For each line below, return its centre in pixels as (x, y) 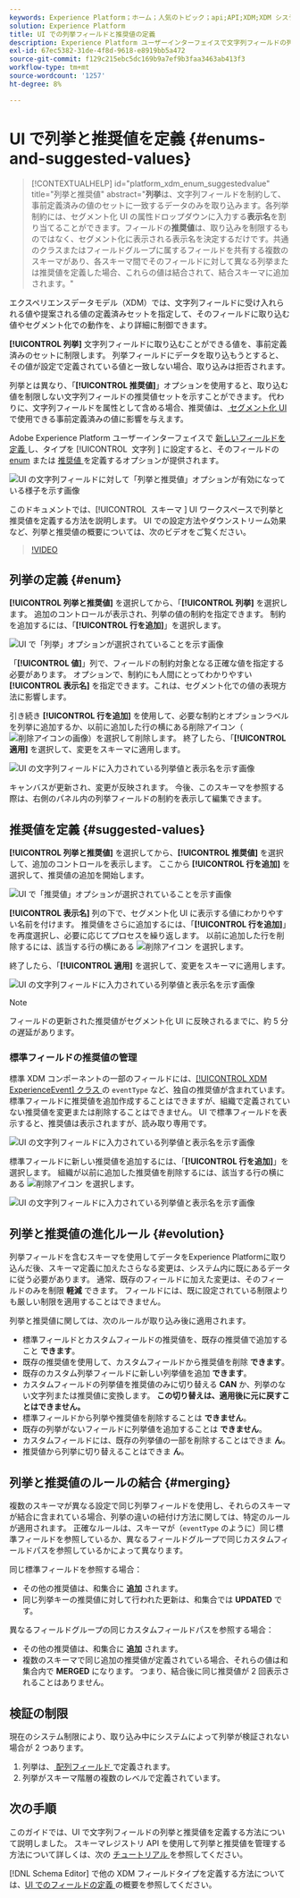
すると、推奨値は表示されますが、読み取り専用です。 (114, 1123)
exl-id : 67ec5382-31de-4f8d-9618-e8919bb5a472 (97, 51)
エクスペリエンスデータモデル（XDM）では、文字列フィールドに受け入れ (143, 302)
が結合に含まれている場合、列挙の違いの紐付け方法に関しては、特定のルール (150, 1517)
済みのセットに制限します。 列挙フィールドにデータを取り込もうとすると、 (146, 355)
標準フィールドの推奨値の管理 (73, 1058)
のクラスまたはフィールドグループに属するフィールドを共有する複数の (160, 250)
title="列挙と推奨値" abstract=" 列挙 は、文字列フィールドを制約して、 (158, 194)
